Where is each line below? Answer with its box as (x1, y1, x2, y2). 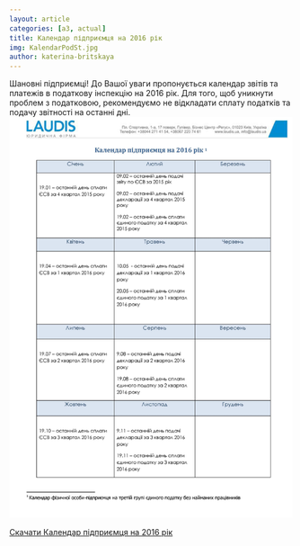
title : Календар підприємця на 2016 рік (9, 33, 163, 42)
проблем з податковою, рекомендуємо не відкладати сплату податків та (9, 97, 291, 108)
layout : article (9, 14, 70, 23)
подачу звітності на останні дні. (9, 107, 131, 118)
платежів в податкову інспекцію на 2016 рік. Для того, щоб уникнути (9, 88, 274, 99)
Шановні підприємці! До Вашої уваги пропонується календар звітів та (9, 78, 278, 89)
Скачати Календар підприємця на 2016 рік (9, 526, 173, 537)
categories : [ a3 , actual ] (9, 23, 106, 33)
